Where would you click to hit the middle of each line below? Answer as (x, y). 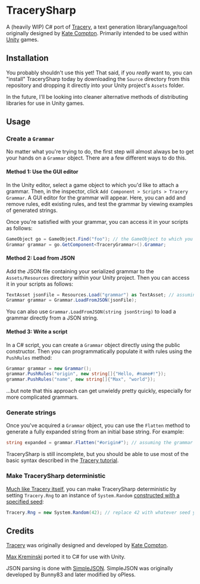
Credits (20, 531)
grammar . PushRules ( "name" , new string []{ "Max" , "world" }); (81, 380)
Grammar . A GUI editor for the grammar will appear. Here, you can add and (96, 198)
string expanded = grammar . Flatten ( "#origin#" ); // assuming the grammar (100, 443)
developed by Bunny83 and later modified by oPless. (71, 574)
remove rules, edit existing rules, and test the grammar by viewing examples (100, 204)
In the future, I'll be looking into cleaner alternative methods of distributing (97, 96)
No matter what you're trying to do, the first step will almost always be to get (100, 152)
